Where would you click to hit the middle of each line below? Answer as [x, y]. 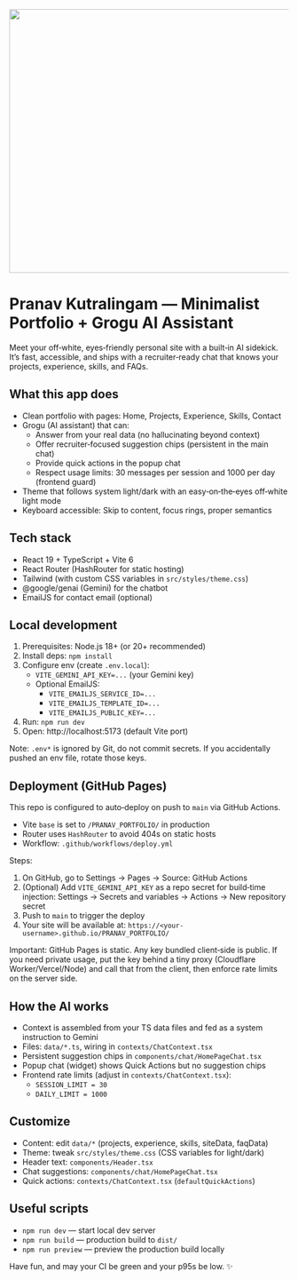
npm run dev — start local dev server [89, 1230]
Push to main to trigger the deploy [83, 916]
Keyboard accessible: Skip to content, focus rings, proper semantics [147, 510]
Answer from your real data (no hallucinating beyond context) [148, 434]
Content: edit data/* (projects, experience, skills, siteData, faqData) [145, 1143]
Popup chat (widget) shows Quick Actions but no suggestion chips [144, 1065]
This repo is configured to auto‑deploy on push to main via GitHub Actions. [145, 807]
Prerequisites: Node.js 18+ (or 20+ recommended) [114, 647]
